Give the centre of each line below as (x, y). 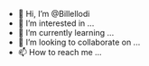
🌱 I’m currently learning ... (66, 33)
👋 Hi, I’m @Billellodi (54, 14)
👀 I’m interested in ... (56, 23)
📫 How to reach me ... (60, 52)
